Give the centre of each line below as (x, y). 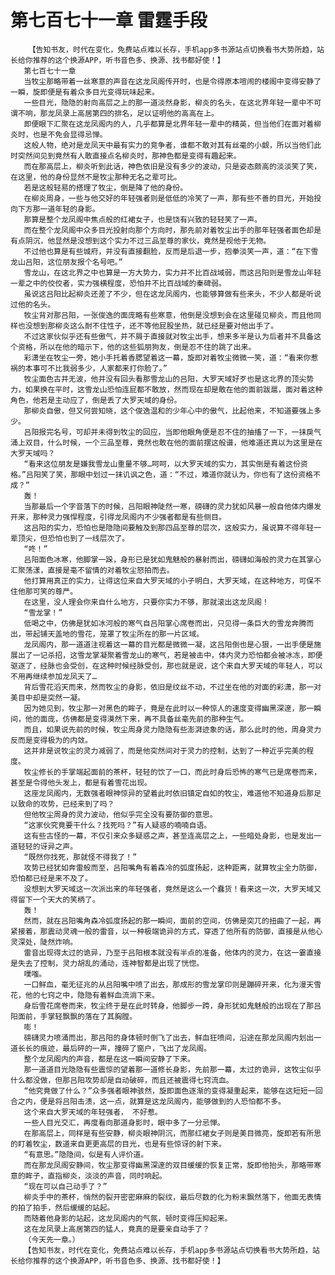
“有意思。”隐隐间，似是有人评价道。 (86, 1154)
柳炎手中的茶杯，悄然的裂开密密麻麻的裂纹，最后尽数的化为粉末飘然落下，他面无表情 (172, 1197)
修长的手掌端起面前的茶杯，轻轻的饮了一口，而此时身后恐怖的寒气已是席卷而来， (180, 772)
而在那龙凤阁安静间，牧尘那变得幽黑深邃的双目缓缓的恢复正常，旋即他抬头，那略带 (169, 1165)
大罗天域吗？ (33, 453)
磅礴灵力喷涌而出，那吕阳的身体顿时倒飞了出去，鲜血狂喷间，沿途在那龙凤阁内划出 (169, 1037)
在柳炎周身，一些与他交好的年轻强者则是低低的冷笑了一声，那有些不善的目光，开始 (169, 198)
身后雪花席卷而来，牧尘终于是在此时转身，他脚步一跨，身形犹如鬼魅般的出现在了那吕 (172, 1006)
